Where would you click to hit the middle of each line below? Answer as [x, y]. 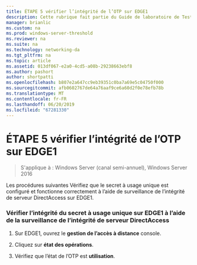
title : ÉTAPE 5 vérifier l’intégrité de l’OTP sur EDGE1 [77, 11]
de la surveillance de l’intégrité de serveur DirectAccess [88, 220]
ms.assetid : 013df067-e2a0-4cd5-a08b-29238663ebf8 [69, 66]
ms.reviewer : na [26, 39]
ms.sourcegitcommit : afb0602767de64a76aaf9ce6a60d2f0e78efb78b [85, 88]
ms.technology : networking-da [43, 50]
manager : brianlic [28, 22]
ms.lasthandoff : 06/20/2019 [40, 104]
